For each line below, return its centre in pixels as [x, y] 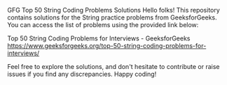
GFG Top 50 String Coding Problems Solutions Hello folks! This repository [114, 10]
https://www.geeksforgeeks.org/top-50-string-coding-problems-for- [107, 46]
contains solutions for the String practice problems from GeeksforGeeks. [112, 17]
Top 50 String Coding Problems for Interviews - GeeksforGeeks [99, 38]
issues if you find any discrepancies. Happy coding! [82, 74]
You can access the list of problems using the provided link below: [103, 25]
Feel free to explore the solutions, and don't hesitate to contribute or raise [113, 67]
